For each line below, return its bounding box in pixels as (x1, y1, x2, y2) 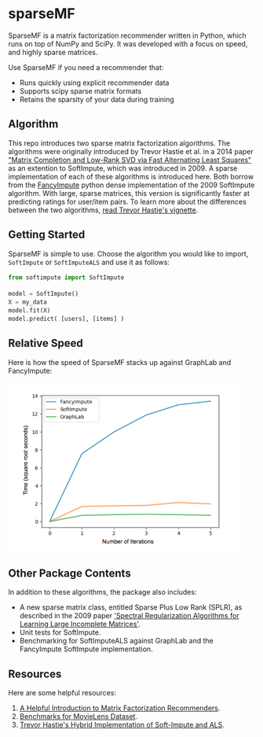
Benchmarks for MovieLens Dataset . (19, 712, 138, 721)
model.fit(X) (8, 307, 51, 315)
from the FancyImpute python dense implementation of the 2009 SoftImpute (8, 180, 255, 190)
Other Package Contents (8, 567, 131, 580)
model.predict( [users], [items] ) (8, 315, 125, 322)
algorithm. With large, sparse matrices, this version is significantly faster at (8, 188, 250, 197)
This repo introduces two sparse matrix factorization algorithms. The (8, 138, 230, 148)
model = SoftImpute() (8, 290, 79, 298)
